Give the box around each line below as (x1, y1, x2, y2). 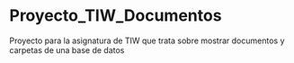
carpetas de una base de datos (9, 44, 125, 55)
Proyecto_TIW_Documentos (9, 5, 222, 26)
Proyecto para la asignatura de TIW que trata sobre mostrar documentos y (9, 35, 285, 46)
